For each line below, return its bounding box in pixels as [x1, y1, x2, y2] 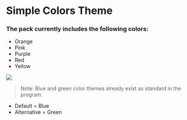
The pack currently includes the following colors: [6, 25, 149, 33]
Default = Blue [14, 103, 50, 110]
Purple [14, 51, 31, 58]
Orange [14, 38, 33, 45]
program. [20, 91, 43, 98]
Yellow [14, 63, 31, 70]
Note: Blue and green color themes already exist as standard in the [20, 85, 181, 92]
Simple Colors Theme [6, 4, 113, 17]
